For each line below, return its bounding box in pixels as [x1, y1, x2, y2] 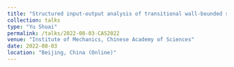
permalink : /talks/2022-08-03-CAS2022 [7, 29, 120, 37]
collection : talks [7, 17, 61, 24]
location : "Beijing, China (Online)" [7, 50, 117, 57]
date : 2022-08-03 [7, 43, 58, 50]
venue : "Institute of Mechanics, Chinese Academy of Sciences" [7, 36, 195, 43]
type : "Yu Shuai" [7, 23, 58, 30]
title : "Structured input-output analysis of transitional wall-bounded [7, 10, 223, 17]
